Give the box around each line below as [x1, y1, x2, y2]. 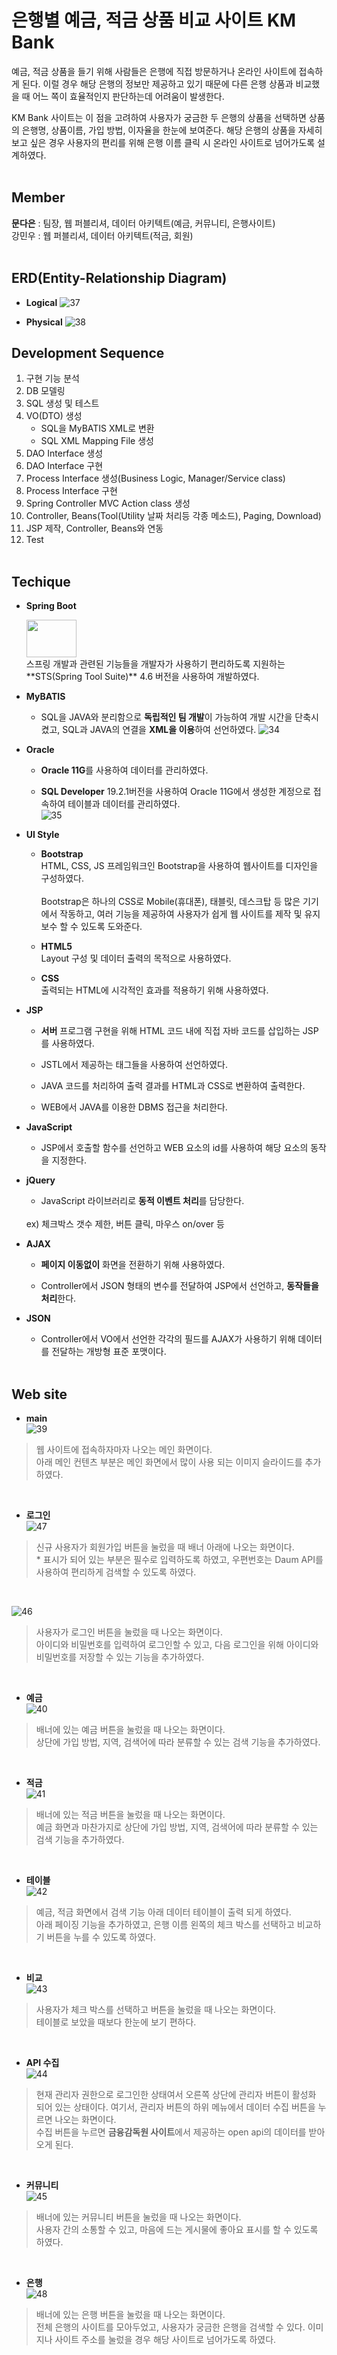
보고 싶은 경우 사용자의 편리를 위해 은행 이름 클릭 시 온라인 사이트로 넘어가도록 [11, 136, 316, 148]
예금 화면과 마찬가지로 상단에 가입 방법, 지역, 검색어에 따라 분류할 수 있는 [35, 1821, 319, 1833]
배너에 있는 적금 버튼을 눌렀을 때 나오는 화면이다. [35, 1809, 226, 1820]
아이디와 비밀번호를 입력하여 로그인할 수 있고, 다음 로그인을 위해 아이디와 [35, 1639, 319, 1650]
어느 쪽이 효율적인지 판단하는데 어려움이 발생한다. [32, 90, 225, 102]
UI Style [25, 829, 60, 841]
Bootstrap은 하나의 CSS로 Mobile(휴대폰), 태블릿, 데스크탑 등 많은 [40, 896, 301, 908]
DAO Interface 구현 [25, 460, 104, 472]
